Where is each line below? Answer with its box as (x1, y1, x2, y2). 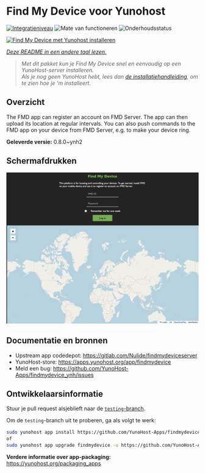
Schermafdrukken (6, 156, 77, 166)
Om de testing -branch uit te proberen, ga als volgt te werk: (6, 417, 156, 424)
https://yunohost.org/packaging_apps (6, 460, 101, 468)
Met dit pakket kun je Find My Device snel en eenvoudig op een (21, 60, 181, 67)
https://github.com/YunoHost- (52, 364, 129, 372)
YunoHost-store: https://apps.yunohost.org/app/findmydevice (15, 358, 171, 366)
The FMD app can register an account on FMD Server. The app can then (6, 113, 188, 120)
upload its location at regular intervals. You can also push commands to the (6, 120, 196, 127)
